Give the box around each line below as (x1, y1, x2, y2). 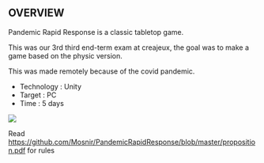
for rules (27, 146, 55, 155)
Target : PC (19, 90, 57, 100)
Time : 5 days (19, 98, 65, 108)
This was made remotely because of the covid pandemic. (8, 66, 195, 76)
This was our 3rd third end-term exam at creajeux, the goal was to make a (8, 43, 250, 52)
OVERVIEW (8, 6, 65, 20)
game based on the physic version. (8, 51, 123, 60)
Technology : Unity (19, 81, 81, 91)
